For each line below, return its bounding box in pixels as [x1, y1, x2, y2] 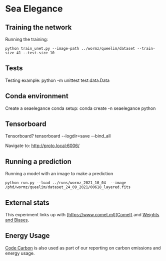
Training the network [5, 23, 72, 32]
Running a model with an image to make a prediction [5, 171, 113, 177]
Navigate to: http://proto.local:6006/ [5, 143, 80, 149]
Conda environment [5, 92, 68, 100]
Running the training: [5, 36, 48, 42]
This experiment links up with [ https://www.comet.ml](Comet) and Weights [5, 212, 159, 218]
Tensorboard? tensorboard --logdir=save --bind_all [5, 133, 111, 139]
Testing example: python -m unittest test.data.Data [5, 77, 110, 83]
